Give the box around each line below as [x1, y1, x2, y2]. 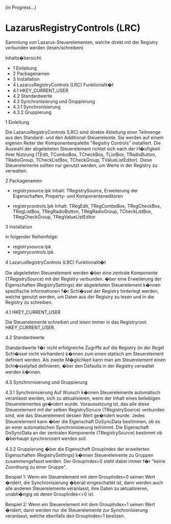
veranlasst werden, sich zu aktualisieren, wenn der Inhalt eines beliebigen [5, 395, 161, 401]
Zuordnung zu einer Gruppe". [5, 464, 67, 470]
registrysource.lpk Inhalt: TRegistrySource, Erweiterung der [12, 187, 138, 193]
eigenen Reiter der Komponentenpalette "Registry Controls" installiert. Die [5, 140, 161, 146]
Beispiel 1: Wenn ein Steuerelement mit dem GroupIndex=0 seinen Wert [5, 473, 156, 480]
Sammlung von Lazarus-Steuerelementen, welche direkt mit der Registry [5, 39, 158, 45]
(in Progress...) [5, 5, 37, 10]
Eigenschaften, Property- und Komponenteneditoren [12, 193, 124, 199]
